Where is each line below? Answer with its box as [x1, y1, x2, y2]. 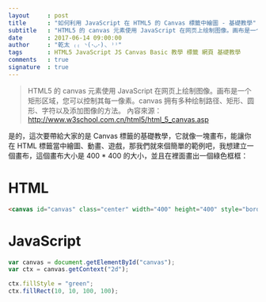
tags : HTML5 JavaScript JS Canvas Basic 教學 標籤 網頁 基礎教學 [8, 48, 241, 56]
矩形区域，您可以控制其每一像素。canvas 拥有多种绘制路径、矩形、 [27, 96, 248, 105]
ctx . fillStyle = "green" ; [8, 280, 93, 288]
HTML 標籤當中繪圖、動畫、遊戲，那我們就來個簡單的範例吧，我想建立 [17, 140, 247, 151]
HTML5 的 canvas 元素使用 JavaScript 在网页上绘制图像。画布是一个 [27, 86, 252, 95]
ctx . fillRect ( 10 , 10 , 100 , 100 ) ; [8, 287, 119, 296]
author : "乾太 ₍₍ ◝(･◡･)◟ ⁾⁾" [8, 41, 122, 49]
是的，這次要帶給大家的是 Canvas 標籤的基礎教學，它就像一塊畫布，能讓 [8, 131, 245, 140]
